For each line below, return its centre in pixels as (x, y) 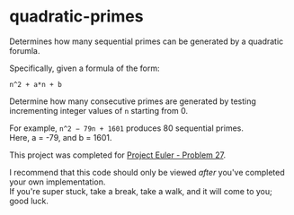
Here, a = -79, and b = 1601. (61, 137)
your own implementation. (58, 182)
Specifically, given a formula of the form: (85, 68)
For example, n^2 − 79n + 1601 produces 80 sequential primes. (127, 128)
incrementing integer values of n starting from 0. (99, 110)
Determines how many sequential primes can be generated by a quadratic (147, 41)
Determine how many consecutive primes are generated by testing (133, 101)
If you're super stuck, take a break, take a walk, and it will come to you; (141, 191)
